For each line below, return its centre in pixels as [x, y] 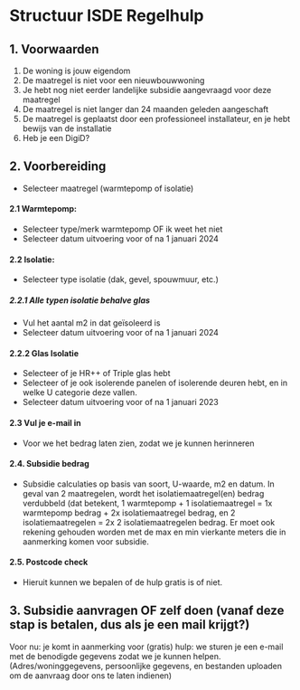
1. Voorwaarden [54, 49]
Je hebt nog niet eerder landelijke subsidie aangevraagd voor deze [147, 90]
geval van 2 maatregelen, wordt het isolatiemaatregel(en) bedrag [143, 493]
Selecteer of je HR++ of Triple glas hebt [96, 373]
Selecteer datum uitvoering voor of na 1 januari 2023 [120, 402]
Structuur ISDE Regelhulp [107, 16]
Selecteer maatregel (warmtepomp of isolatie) [108, 188]
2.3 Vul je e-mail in [45, 422]
